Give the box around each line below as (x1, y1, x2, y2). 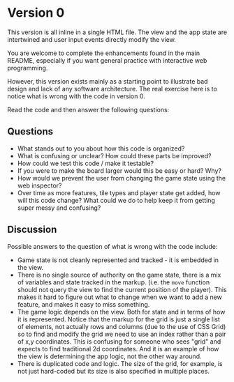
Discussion (7, 224, 57, 236)
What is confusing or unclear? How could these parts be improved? (17, 151, 212, 160)
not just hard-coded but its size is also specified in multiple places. (17, 367, 210, 375)
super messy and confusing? (17, 204, 101, 212)
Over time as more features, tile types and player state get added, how (17, 188, 221, 197)
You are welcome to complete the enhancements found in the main (7, 49, 200, 57)
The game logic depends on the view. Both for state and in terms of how (17, 307, 226, 316)
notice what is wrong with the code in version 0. (7, 92, 145, 100)
